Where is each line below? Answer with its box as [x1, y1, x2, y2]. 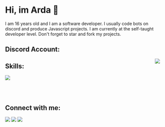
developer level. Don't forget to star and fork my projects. [5, 31, 121, 37]
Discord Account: [5, 45, 60, 53]
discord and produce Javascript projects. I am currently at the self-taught [5, 25, 154, 31]
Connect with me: [5, 103, 61, 112]
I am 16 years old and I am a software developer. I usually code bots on [5, 21, 149, 26]
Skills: [5, 62, 25, 70]
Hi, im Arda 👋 [5, 4, 59, 16]
